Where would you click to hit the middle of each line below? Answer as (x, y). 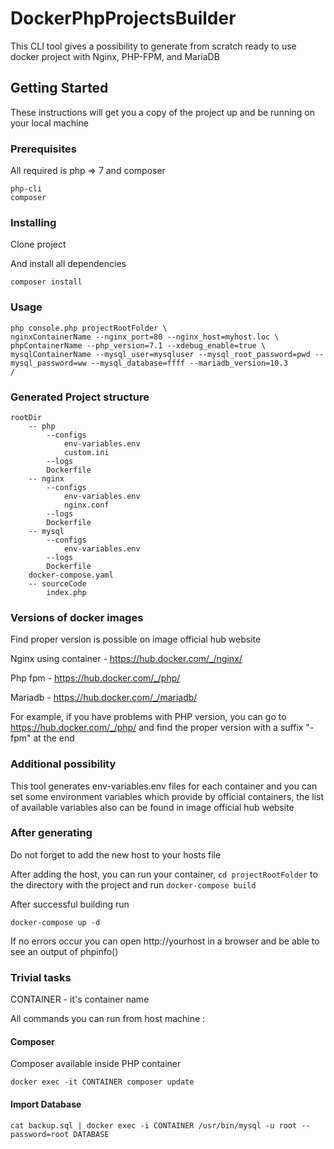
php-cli (26, 189)
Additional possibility (63, 764)
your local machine (49, 123)
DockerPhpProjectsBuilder (123, 18)
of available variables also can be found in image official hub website (152, 807)
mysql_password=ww (48, 363)
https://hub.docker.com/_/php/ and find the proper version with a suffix (157, 728)
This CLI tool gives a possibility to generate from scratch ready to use (153, 46)
